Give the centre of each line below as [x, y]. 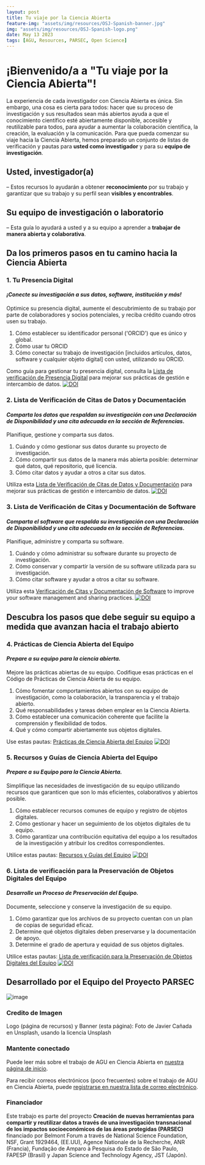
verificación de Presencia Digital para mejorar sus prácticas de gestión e [98, 378]
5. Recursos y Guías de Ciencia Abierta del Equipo [82, 757]
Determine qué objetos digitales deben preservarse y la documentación [106, 932]
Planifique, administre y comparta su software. [65, 541]
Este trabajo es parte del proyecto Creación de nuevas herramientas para [100, 1116]
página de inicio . [27, 1068]
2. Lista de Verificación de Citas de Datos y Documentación [96, 400]
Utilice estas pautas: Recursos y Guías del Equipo [69, 854]
